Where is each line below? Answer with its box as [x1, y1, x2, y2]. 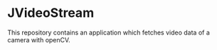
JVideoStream [7, 5, 95, 21]
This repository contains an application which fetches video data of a [7, 28, 210, 37]
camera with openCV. [7, 35, 71, 44]
